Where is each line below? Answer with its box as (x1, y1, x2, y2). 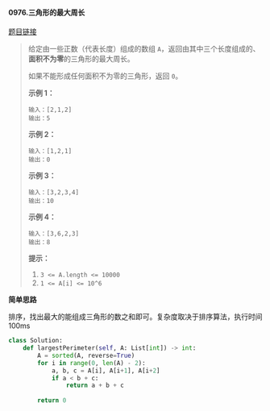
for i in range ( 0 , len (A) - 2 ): (37, 359, 147, 367)
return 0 (37, 396, 67, 405)
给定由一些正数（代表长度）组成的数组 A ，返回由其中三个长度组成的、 (27, 44, 260, 54)
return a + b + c (65, 381, 125, 390)
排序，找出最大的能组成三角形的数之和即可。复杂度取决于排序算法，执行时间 (8, 312, 263, 322)
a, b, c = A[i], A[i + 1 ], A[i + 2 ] (51, 367, 160, 375)
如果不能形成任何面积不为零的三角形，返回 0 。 (27, 71, 183, 81)
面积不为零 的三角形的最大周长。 (27, 54, 135, 64)
